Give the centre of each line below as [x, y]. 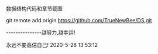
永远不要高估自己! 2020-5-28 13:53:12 [52, 45]
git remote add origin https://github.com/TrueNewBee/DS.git [79, 20]
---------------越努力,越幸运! [41, 32]
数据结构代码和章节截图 [34, 9]
